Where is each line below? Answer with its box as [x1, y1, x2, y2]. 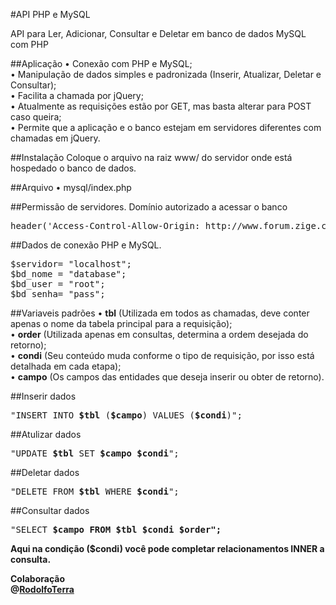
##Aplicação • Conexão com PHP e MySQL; [10, 58, 193, 69]
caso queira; [10, 111, 62, 123]
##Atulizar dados [10, 429, 82, 440]
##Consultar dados [10, 505, 90, 516]
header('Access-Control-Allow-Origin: [10, 220, 201, 231]
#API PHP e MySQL [10, 9, 91, 20]
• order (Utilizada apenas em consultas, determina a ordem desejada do [10, 329, 309, 340]
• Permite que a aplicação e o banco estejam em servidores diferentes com [10, 122, 322, 133]
